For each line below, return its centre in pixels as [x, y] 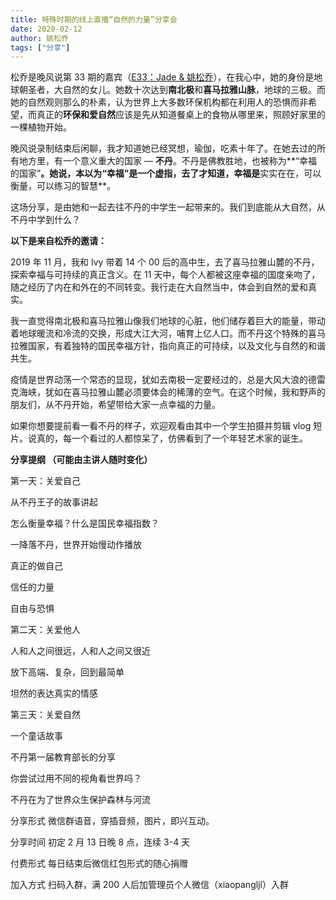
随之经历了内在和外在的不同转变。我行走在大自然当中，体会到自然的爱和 [159, 287]
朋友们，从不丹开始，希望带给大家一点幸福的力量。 [115, 405]
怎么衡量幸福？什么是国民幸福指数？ [85, 523]
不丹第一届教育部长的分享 [63, 757]
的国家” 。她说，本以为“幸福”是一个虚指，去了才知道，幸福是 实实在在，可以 [166, 173]
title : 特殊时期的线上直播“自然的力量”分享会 [94, 19]
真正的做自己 [36, 566]
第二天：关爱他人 [45, 630]
